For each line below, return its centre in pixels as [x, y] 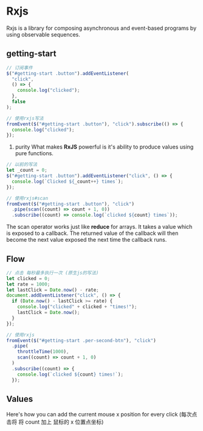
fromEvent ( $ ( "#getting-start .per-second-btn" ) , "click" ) [81, 340]
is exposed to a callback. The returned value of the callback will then [92, 233]
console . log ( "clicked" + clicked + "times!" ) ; [77, 307]
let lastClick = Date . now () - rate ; [53, 290]
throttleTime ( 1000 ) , [43, 352]
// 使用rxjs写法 [25, 118]
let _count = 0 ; [27, 170]
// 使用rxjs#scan [27, 198]
